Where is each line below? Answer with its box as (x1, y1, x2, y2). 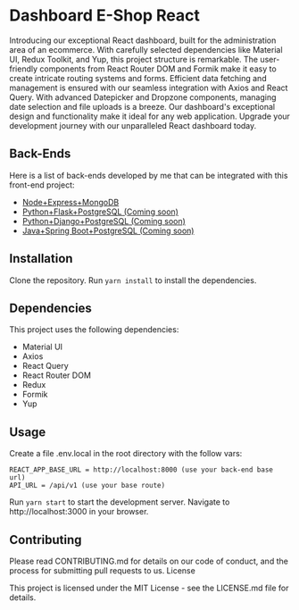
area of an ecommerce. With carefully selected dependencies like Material (9, 44, 283, 54)
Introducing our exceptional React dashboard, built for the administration (9, 35, 277, 46)
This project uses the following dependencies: (9, 324, 179, 335)
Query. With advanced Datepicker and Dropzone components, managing (9, 91, 277, 103)
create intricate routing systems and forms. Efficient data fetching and (9, 72, 267, 83)
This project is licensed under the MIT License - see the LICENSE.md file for (9, 582, 289, 593)
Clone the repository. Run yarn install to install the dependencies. (9, 274, 257, 286)
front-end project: (9, 180, 75, 190)
